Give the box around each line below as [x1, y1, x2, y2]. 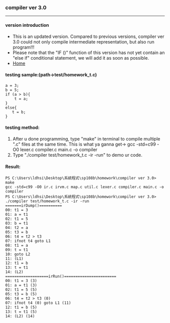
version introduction [5, 22, 50, 28]
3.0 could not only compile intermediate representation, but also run [12, 38, 154, 44]
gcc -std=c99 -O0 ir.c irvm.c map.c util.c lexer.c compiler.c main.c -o [5, 184, 164, 190]
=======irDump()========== [5, 203, 62, 208]
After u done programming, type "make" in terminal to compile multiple [12, 135, 160, 142]
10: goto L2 [5, 252, 30, 257]
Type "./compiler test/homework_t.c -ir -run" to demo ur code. [12, 152, 143, 158]
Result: [5, 163, 21, 169]
